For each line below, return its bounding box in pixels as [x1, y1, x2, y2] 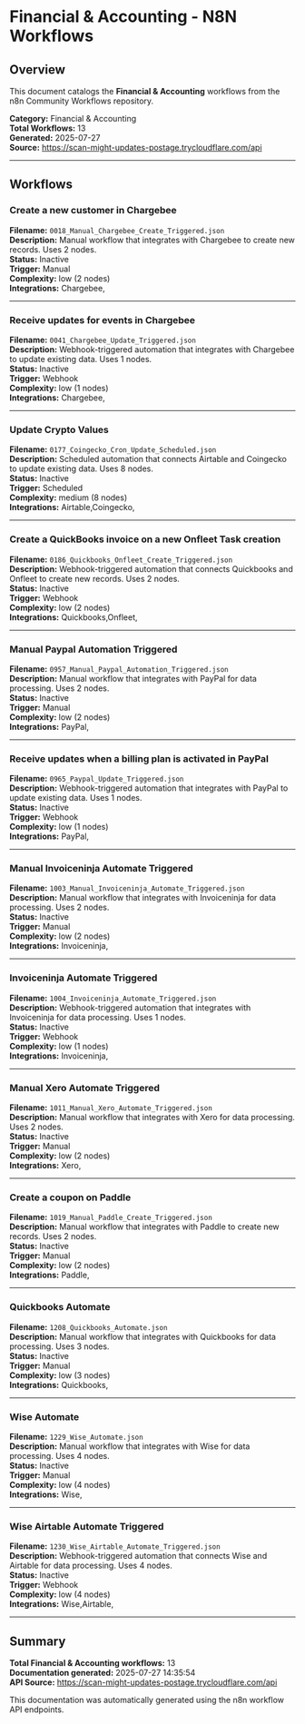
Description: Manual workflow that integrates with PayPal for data [9, 673, 257, 684]
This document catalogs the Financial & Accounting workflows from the [9, 86, 280, 96]
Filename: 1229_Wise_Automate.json [9, 1431, 143, 1442]
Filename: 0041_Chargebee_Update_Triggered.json [9, 334, 197, 345]
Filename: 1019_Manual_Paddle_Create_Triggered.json [9, 1212, 213, 1223]
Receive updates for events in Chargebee [9, 313, 196, 326]
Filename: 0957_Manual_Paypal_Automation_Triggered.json [9, 663, 229, 674]
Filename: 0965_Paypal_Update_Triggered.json [9, 773, 184, 784]
